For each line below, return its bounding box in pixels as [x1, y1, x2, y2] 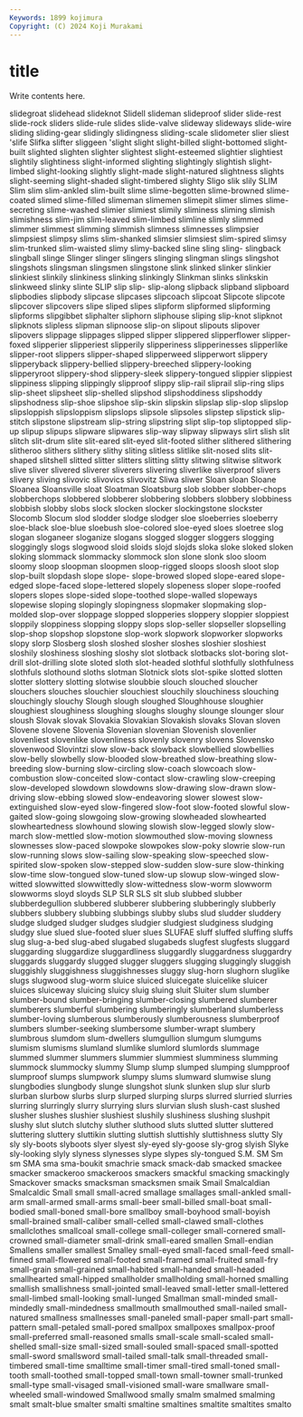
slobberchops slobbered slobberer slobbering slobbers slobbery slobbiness [9, 493, 292, 504]
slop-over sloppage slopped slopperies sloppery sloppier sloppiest [39, 609, 289, 620]
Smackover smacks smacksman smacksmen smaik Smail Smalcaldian [9, 1178, 270, 1189]
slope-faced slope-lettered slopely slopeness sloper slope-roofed [34, 580, 281, 591]
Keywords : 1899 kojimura [9, 13, 103, 23]
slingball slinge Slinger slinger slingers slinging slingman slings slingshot [9, 253, 279, 264]
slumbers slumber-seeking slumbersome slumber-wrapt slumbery [9, 1024, 256, 1034]
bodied [9, 1207, 36, 1218]
